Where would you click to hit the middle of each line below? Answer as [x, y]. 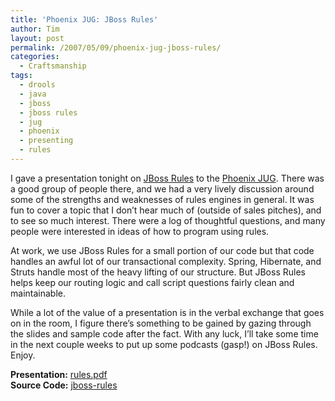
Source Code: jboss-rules [64, 385]
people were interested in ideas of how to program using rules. [140, 231]
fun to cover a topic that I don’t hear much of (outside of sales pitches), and [166, 210]
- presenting [46, 141]
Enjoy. [23, 355]
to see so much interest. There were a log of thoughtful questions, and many [168, 220]
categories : [35, 57]
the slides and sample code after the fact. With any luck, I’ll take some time [164, 333]
